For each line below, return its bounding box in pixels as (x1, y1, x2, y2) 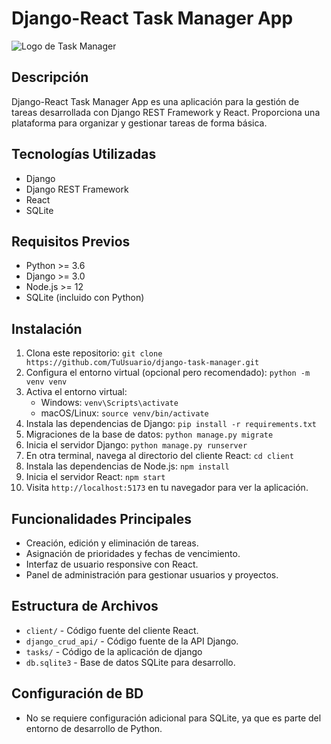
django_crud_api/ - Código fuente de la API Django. (25, 635, 239, 647)
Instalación (11, 320, 83, 337)
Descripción (11, 69, 89, 86)
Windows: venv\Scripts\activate (40, 397, 179, 409)
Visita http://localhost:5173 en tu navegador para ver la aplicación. (25, 482, 309, 494)
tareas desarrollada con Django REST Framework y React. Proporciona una (11, 106, 321, 118)
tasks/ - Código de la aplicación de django (25, 645, 203, 657)
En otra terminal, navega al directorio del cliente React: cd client (25, 450, 294, 462)
